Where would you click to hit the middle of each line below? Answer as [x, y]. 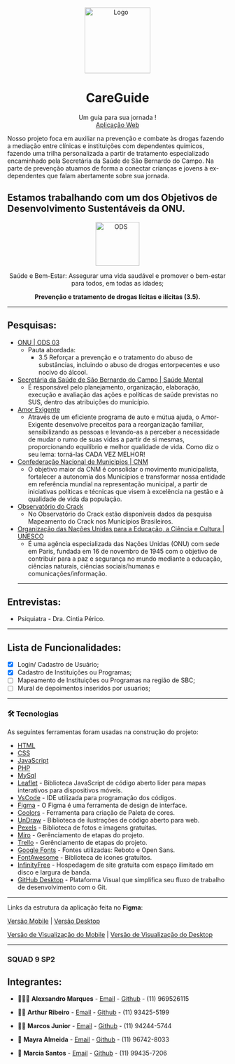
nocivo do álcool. [63, 372]
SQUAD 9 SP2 [31, 959]
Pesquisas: [32, 325]
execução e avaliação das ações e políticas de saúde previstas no [123, 394]
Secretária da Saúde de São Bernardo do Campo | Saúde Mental [110, 380]
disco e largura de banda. [54, 872]
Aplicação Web [117, 125]
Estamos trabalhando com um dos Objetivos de [113, 198]
